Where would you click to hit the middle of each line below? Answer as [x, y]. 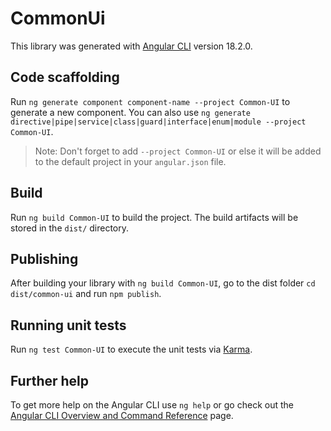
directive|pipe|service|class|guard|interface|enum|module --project [158, 122]
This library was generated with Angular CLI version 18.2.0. [131, 46]
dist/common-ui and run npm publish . [86, 294]
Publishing [44, 258]
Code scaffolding [65, 77]
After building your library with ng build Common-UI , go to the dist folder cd [163, 283]
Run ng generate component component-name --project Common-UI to [150, 101]
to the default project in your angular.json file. [130, 161]
